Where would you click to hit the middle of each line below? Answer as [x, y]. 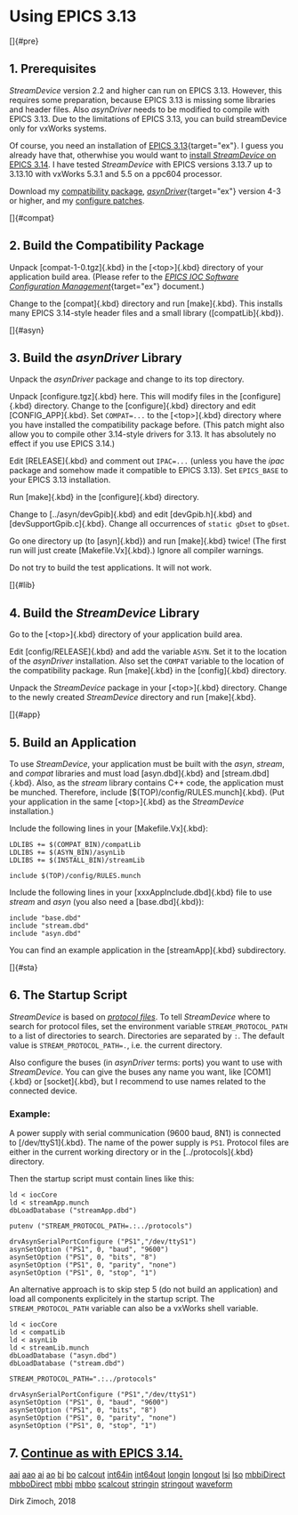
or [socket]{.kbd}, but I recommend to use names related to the [150, 1081]
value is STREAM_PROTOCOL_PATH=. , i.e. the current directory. [116, 1045]
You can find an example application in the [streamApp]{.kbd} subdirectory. [148, 950]
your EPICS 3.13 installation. [60, 480]
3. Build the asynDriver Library [96, 358]
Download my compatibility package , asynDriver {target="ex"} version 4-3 [145, 191]
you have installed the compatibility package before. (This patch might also [147, 425]
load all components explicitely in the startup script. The [112, 1299]
